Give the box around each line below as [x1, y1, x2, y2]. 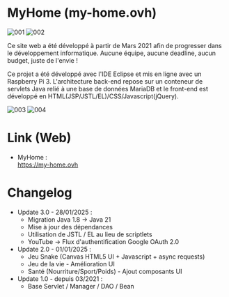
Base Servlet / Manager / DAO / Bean [27, 282, 134, 290]
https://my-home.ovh [17, 160, 79, 169]
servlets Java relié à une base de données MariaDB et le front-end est [7, 84, 209, 93]
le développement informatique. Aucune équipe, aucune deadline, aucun [7, 49, 216, 57]
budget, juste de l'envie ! [7, 56, 78, 64]
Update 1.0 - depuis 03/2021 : [17, 274, 103, 283]
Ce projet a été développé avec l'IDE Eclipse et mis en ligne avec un [7, 70, 202, 78]
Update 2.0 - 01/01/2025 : [17, 245, 92, 253]
